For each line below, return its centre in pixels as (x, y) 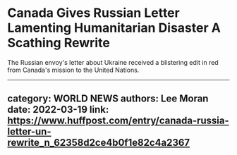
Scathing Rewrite (59, 43)
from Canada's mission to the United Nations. (73, 70)
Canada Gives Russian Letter (93, 13)
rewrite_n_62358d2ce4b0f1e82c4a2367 (99, 143)
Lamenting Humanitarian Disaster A (114, 28)
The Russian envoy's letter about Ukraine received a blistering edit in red (113, 62)
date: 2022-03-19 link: (58, 110)
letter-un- (29, 132)
